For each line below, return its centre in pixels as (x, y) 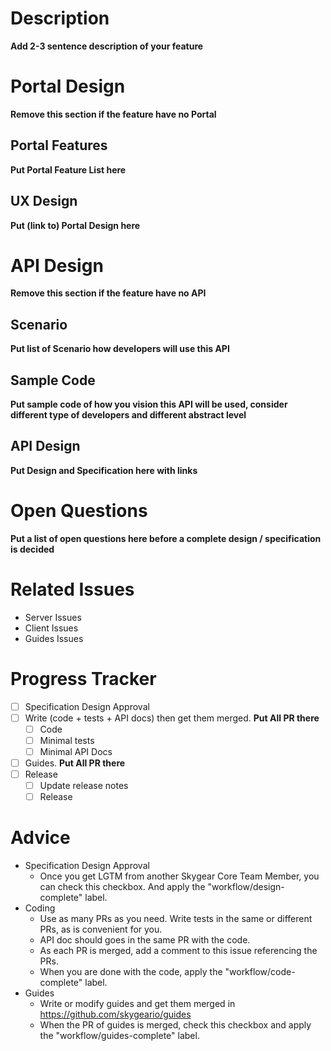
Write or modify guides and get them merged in (137, 1004)
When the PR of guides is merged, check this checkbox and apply (175, 1025)
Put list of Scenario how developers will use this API (120, 349)
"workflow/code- (260, 972)
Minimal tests (67, 740)
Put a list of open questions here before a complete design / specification (166, 538)
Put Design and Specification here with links (104, 470)
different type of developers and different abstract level (128, 415)
